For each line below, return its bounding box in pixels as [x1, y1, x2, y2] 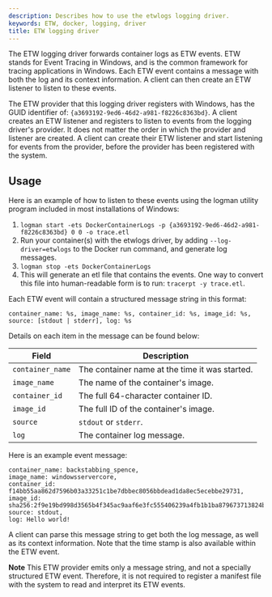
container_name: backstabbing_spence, [8, 466, 139, 474]
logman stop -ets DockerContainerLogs [19, 263, 151, 271]
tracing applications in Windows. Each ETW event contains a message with [8, 66, 259, 76]
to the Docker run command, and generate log [72, 244, 228, 254]
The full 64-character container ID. [78, 390, 213, 401]
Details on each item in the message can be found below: [8, 331, 200, 341]
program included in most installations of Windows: [8, 204, 180, 214]
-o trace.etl [85, 228, 130, 237]
